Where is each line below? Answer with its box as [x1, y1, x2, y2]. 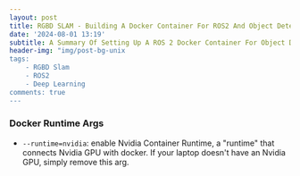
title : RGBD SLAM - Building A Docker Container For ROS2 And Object [9, 21, 274, 30]
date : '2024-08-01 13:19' [9, 29, 105, 38]
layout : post [9, 13, 58, 22]
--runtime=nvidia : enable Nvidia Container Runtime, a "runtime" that [21, 138, 275, 148]
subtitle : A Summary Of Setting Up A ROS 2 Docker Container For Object [9, 38, 286, 47]
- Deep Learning [25, 80, 87, 88]
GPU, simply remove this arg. [21, 156, 129, 167]
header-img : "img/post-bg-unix [9, 46, 126, 55]
